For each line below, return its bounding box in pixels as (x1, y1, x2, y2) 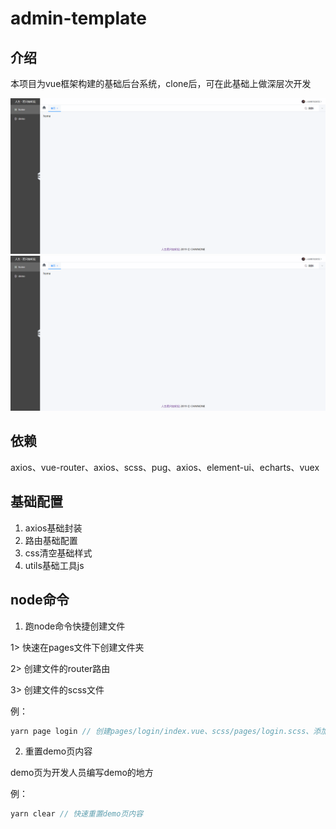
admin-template (10, 7, 147, 30)
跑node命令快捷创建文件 (24, 620, 126, 632)
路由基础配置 (24, 534, 78, 546)
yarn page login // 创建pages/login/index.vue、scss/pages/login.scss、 (10, 726, 314, 736)
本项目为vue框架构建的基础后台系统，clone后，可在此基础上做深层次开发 (10, 78, 312, 89)
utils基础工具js (24, 559, 85, 571)
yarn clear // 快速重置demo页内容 (10, 809, 144, 819)
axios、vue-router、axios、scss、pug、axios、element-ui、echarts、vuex (10, 461, 320, 473)
